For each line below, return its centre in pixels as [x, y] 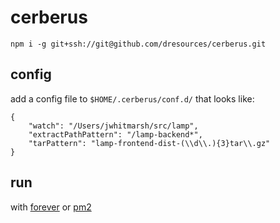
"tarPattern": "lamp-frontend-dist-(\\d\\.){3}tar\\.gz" [149, 143]
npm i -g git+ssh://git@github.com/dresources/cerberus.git [138, 44]
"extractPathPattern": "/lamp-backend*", [115, 134]
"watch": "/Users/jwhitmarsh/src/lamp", [113, 126]
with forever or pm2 [51, 207]
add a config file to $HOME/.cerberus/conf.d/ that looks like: [132, 98]
